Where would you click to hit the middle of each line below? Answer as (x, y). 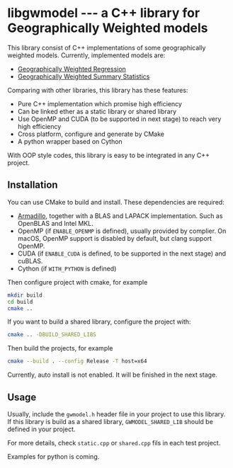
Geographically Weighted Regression (72, 69)
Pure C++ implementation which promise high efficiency (100, 103)
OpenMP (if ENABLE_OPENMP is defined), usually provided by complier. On (122, 231)
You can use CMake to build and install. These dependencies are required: (116, 202)
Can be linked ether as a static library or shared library (97, 111)
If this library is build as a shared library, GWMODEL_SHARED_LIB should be (110, 421)
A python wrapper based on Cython (70, 141)
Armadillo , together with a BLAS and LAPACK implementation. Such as (120, 216)
